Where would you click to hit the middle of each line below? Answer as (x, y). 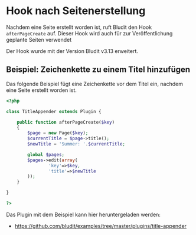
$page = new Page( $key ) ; (58, 133)
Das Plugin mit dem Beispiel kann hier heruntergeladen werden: (84, 214)
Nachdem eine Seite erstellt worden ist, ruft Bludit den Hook (79, 27)
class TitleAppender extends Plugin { (54, 111)
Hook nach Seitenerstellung (76, 11)
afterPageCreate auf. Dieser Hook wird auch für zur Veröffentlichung (89, 33)
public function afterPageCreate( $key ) (66, 122)
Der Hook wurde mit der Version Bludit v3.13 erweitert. (72, 51)
